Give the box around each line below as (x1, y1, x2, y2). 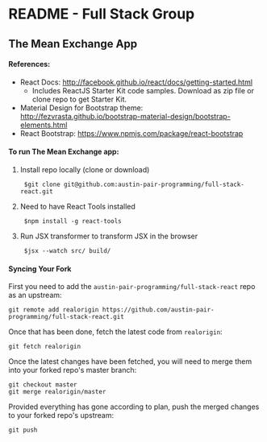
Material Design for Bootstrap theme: (19, 102, 144, 113)
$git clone (23, 180, 60, 188)
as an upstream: (8, 291, 62, 300)
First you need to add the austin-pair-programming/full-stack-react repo (8, 282, 256, 291)
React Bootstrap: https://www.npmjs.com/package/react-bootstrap (19, 128, 244, 138)
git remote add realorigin (8, 306, 99, 314)
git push (8, 426, 38, 435)
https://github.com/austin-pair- (102, 306, 215, 314)
